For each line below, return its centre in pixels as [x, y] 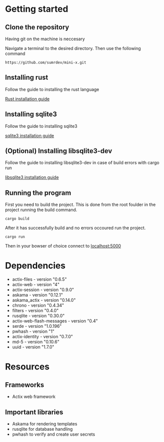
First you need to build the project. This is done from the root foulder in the [80, 205]
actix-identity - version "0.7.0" [43, 337]
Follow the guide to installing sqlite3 [41, 126]
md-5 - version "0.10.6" [36, 342]
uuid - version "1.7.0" [33, 347]
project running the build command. [41, 210]
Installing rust [27, 78]
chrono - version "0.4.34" [38, 305]
